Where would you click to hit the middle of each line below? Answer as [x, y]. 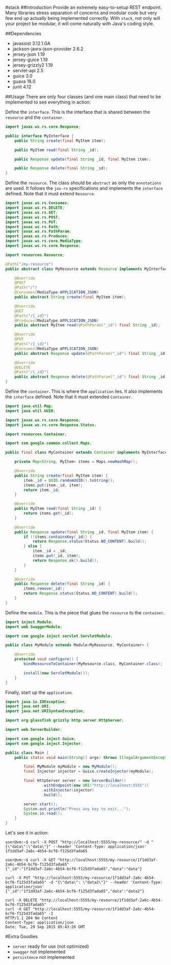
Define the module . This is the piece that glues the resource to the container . [85, 612]
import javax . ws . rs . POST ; [33, 217]
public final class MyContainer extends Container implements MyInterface [86, 453]
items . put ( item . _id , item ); [53, 485]
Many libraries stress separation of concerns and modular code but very [81, 13]
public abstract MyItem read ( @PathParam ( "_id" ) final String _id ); [87, 325]
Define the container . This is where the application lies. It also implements [84, 391]
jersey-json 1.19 [28, 54]
